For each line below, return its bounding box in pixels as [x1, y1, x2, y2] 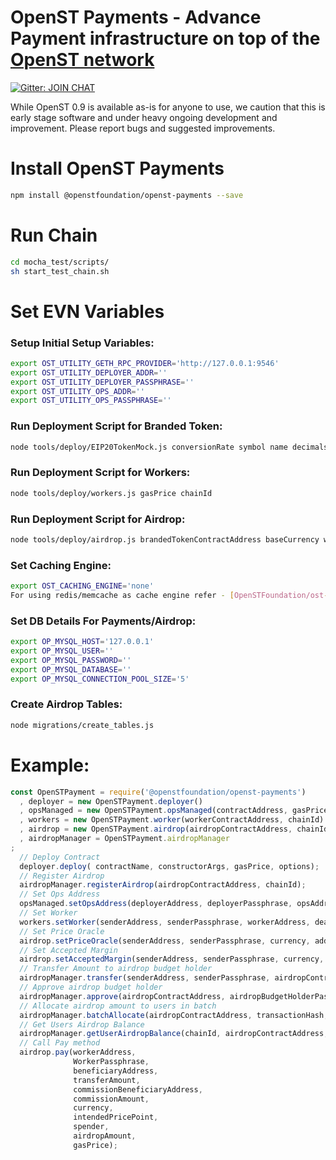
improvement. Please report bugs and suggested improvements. [10, 122, 276, 134]
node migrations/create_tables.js [10, 720, 155, 730]
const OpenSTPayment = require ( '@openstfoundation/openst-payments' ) [10, 787, 307, 797]
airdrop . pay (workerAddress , [19, 1047, 137, 1058]
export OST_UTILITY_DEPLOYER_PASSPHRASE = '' [10, 377, 195, 387]
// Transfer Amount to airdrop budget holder [19, 964, 213, 974]
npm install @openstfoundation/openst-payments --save [10, 190, 244, 200]
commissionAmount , [73, 1094, 150, 1104]
